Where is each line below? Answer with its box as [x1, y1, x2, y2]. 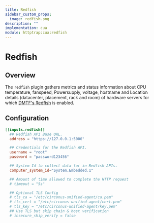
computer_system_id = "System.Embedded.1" [9, 168, 93, 173]
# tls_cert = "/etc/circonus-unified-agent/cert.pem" [9, 199, 122, 205]
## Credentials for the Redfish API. [9, 145, 87, 150]
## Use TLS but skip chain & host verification [9, 209, 109, 214]
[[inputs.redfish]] [5, 127, 45, 132]
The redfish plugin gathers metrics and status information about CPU [5, 84, 147, 90]
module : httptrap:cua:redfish [5, 30, 67, 35]
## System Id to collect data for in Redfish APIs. [9, 163, 118, 168]
